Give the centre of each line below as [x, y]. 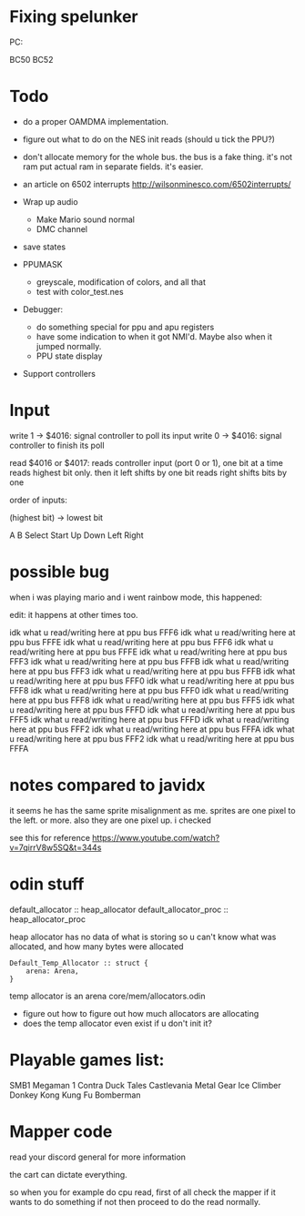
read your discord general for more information [98, 1157]
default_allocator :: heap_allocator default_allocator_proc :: [119, 909]
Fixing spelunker [74, 17]
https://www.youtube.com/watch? [156, 837]
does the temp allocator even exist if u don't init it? [117, 1023]
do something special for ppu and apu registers [125, 327]
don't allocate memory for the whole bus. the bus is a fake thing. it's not [158, 157]
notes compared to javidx [108, 785]
